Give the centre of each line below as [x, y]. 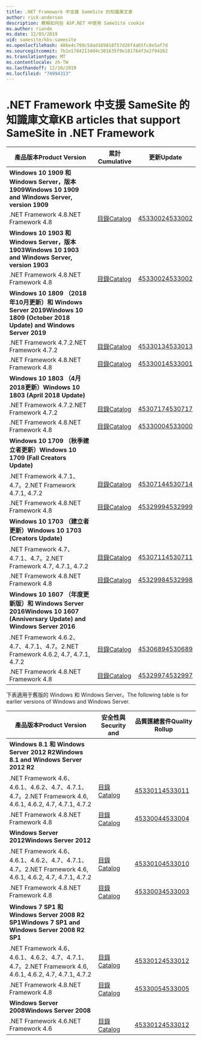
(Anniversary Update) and [47, 619]
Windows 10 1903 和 [40, 233]
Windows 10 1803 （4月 [45, 378]
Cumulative [115, 161]
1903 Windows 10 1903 [44, 250]
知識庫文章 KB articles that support [93, 120]
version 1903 [29, 265]
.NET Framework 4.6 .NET [45, 1021]
